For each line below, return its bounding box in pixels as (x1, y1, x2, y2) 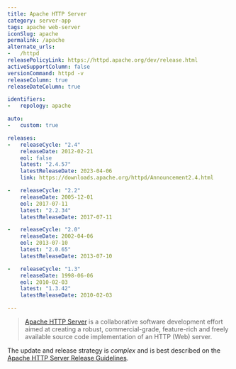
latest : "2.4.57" (20, 161, 72, 168)
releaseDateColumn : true (7, 83, 81, 90)
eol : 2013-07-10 (20, 239, 69, 247)
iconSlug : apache (7, 30, 59, 38)
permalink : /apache (7, 37, 65, 44)
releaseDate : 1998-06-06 (20, 272, 94, 279)
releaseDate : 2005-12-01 (20, 193, 94, 201)
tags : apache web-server (7, 23, 81, 31)
